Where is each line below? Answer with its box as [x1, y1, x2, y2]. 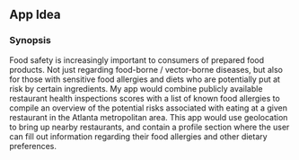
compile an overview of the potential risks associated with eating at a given [9, 102, 287, 113]
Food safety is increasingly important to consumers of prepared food [9, 54, 265, 66]
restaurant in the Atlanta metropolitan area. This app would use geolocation [9, 111, 288, 122]
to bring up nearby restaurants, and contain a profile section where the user [9, 121, 290, 132]
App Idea [9, 7, 61, 22]
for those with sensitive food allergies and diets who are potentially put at [9, 74, 281, 84]
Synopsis [9, 34, 51, 47]
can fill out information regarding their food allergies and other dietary [9, 130, 268, 142]
